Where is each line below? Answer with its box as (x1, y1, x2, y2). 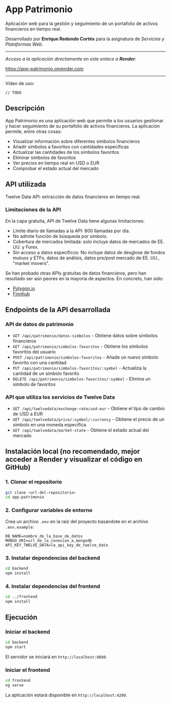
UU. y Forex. (12, 244, 39, 250)
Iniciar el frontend (5, 666, 50, 673)
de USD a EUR (12, 411, 43, 417)
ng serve (5, 683, 24, 688)
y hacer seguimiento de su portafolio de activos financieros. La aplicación (5, 123, 160, 129)
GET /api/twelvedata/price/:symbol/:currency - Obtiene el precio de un (12, 416, 164, 422)
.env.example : (5, 524, 34, 530)
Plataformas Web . (5, 41, 43, 47)
